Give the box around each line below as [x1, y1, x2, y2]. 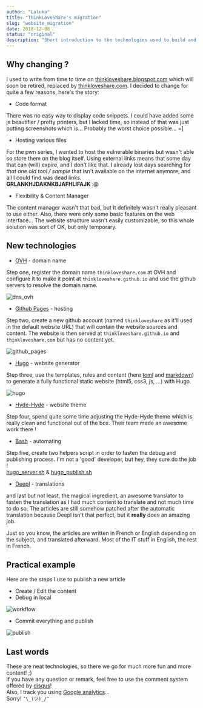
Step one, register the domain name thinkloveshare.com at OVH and [6, 268, 176, 276]
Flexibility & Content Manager [15, 192, 89, 199]
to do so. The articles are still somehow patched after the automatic [6, 505, 175, 512]
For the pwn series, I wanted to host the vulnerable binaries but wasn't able [6, 148, 195, 155]
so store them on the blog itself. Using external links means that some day [6, 154, 191, 162]
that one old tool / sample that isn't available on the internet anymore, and [6, 167, 191, 174]
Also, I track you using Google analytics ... [6, 689, 110, 696]
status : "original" [6, 31, 56, 38]
